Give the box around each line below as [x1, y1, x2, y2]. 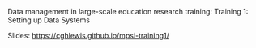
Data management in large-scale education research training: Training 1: [7, 7, 249, 16]
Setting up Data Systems [7, 15, 91, 25]
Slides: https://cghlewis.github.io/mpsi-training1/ [7, 31, 169, 40]
